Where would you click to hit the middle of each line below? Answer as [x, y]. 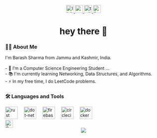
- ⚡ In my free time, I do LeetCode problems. [51, 81]
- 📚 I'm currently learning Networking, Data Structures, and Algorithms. [79, 74]
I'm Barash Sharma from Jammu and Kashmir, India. [58, 58]
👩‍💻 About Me [21, 47]
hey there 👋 [83, 31]
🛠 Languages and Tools [35, 97]
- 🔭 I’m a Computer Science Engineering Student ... [57, 68]
